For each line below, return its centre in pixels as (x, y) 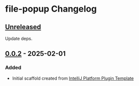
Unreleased (23, 27)
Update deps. (19, 38)
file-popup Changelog (51, 9)
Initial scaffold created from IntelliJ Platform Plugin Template (73, 78)
